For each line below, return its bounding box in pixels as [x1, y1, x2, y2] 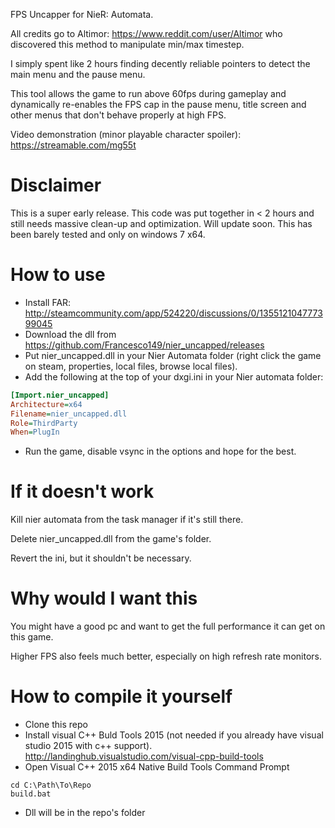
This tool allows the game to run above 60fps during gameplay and [10, 88, 287, 99]
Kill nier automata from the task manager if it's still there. [10, 514, 244, 526]
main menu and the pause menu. [10, 69, 146, 80]
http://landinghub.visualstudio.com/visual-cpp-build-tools [24, 750, 264, 763]
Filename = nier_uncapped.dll [10, 409, 128, 419]
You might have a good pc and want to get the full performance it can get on [10, 620, 326, 633]
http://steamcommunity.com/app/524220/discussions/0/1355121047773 [24, 307, 323, 319]
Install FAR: [24, 296, 72, 308]
